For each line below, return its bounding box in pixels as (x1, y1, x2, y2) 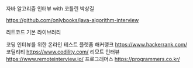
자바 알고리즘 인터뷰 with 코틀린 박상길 (6, 5, 95, 12)
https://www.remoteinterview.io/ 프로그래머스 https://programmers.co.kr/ (6, 56, 180, 62)
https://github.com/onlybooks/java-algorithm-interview (6, 17, 139, 23)
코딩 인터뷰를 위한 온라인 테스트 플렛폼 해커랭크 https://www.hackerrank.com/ (6, 41, 187, 48)
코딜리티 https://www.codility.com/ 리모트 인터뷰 (6, 48, 120, 55)
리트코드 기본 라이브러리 (6, 28, 61, 35)
